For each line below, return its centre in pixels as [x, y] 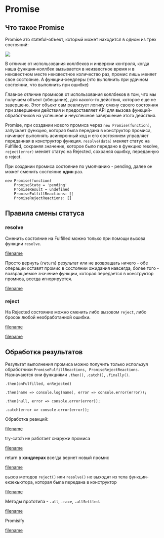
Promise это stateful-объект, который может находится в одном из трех [81, 39]
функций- [142, 110]
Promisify [15, 521]
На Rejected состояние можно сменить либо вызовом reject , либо [76, 312]
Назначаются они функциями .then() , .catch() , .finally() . [67, 375]
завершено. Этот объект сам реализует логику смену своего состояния [82, 105]
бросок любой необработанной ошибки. [48, 317]
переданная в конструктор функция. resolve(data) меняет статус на [77, 141]
